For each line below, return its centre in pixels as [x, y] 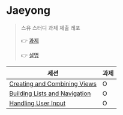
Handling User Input [37, 103]
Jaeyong [28, 10]
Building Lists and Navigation [50, 93]
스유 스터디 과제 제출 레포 [51, 28]
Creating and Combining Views [53, 83]
